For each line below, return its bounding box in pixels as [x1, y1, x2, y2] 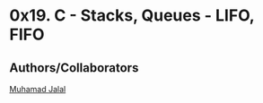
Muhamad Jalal [9, 84, 66, 94]
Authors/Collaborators [9, 60, 139, 75]
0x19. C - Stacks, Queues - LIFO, [9, 5, 255, 26]
